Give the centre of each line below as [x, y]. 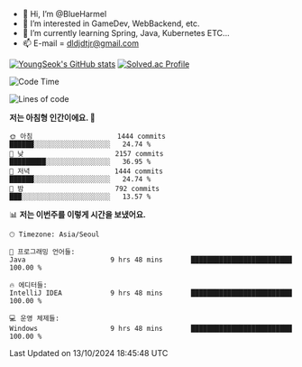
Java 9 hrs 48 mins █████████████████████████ [151, 260]
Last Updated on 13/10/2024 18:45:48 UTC [89, 353]
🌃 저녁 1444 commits [87, 171]
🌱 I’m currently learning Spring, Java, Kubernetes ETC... [126, 33]
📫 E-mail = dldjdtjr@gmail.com [81, 43]
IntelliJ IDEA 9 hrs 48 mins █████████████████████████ [151, 293]
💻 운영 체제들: [35, 318]
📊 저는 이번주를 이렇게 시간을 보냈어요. [78, 215]
